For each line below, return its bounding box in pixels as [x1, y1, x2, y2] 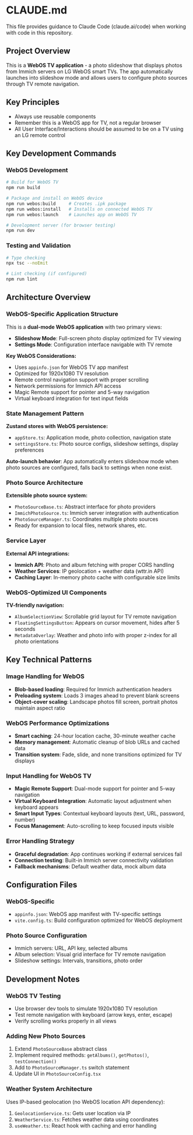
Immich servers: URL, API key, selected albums [14, 945, 128, 952]
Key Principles [6, 97, 60, 107]
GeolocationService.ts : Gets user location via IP [14, 1109, 131, 1116]
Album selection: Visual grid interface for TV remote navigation [14, 951, 166, 958]
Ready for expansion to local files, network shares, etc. [14, 522, 147, 529]
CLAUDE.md [6, 4, 68, 17]
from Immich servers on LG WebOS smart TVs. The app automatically [6, 68, 173, 75]
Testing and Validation [6, 241, 71, 249]
